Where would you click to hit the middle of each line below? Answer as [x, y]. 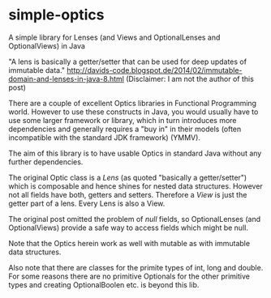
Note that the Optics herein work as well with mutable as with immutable [129, 243]
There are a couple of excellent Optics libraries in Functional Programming [133, 103]
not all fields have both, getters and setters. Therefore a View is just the [128, 194]
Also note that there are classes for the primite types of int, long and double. [136, 267]
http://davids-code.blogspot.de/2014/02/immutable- [155, 70]
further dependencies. [46, 162]
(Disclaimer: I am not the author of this [189, 79]
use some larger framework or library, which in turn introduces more [123, 120]
